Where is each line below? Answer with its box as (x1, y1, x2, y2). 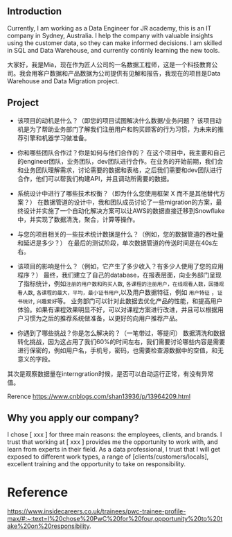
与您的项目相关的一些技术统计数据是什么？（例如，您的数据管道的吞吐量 (17, 230, 224, 238)
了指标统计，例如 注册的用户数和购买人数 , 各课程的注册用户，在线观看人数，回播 (17, 279, 220, 287)
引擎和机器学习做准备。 (23, 133, 91, 142)
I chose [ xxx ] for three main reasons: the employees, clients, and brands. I (7, 430, 222, 439)
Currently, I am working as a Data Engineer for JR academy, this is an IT (7, 24, 212, 32)
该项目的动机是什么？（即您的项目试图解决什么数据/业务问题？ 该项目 (17, 116, 216, 124)
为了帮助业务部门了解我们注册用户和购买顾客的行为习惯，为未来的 (29, 125, 218, 133)
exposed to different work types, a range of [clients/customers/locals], (7, 452, 209, 461)
